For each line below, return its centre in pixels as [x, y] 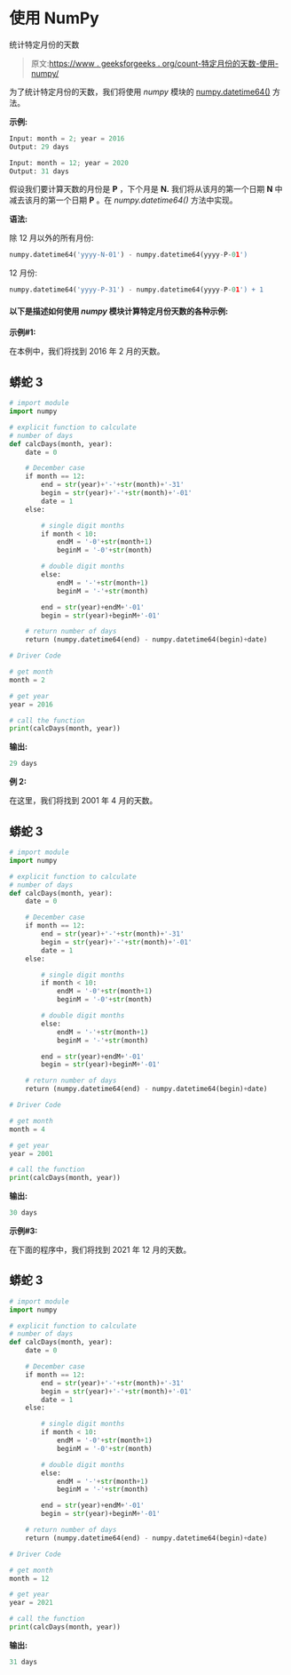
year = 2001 [31, 1153]
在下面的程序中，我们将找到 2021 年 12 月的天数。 [100, 1250]
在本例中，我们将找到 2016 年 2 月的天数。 [87, 351]
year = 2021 [31, 1603]
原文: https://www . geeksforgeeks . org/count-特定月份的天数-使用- [155, 63]
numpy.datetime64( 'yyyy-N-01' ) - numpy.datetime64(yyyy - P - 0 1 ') [129, 255]
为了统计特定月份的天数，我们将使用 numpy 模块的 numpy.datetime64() [140, 92]
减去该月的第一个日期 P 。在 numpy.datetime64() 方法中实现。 [123, 200]
